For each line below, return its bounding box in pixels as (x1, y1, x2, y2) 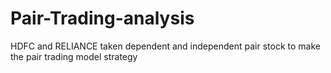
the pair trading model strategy (10, 50, 138, 62)
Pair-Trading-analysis (10, 7, 195, 30)
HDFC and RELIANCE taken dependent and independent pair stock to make (10, 40, 321, 52)
